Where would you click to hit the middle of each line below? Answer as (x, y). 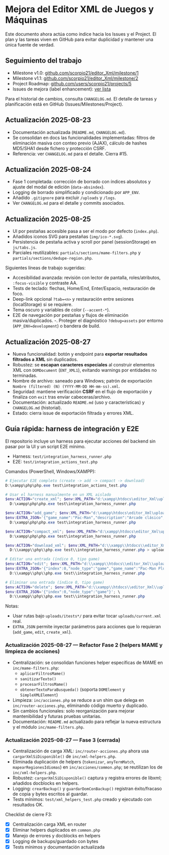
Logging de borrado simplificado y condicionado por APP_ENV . (76, 193)
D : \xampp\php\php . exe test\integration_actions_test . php (66, 485)
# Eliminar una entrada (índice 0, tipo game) (55, 582)
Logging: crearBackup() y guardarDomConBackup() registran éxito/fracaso (87, 788)
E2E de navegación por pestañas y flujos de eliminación (70, 315)
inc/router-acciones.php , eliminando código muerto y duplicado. (80, 705)
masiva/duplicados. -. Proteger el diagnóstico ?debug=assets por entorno (88, 321)
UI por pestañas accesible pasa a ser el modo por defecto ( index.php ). (86, 231)
